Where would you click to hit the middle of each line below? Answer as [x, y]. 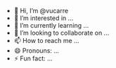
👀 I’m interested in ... [44, 18]
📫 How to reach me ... [46, 41]
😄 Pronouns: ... [37, 51]
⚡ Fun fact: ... [33, 58]
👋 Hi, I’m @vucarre [41, 11]
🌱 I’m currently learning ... [51, 25]
